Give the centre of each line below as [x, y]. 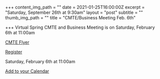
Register [14, 52]
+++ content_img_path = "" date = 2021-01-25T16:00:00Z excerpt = [75, 7]
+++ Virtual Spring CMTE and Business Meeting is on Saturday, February [80, 27]
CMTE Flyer [17, 42]
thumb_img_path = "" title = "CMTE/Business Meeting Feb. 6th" [71, 18]
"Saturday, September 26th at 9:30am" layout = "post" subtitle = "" [74, 12]
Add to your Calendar [27, 71]
